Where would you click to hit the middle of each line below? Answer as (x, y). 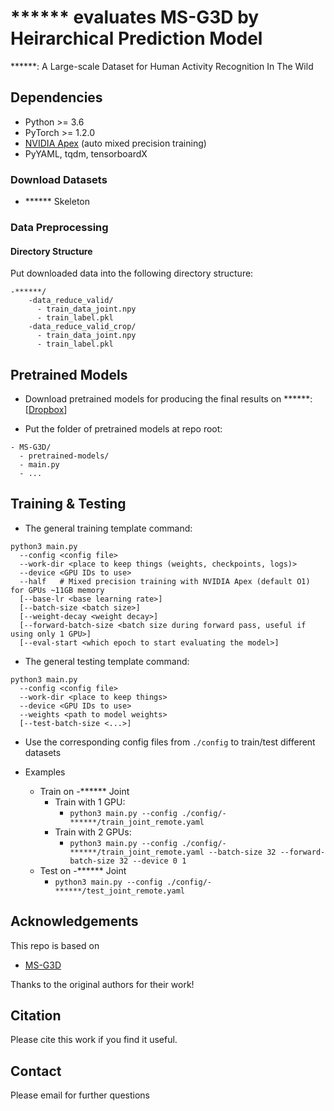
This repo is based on (55, 945)
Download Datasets (59, 179)
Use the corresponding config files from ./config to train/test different (170, 742)
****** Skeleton (57, 202)
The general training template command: (108, 528)
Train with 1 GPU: (90, 802)
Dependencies (56, 97)
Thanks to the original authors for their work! (102, 984)
